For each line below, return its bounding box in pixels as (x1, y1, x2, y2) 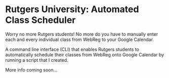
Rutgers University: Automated (5, 4, 139, 15)
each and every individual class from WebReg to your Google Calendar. (5, 36, 154, 43)
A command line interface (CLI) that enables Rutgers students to (5, 46, 139, 52)
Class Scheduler (5, 14, 76, 26)
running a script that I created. (5, 57, 68, 63)
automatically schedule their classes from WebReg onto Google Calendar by (5, 52, 164, 58)
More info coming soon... (5, 67, 58, 73)
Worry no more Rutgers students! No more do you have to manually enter (5, 31, 158, 37)
